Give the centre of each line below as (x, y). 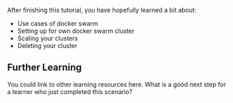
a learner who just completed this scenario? (70, 92)
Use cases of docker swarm (58, 23)
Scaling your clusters (48, 38)
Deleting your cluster (47, 46)
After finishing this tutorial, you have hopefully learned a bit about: (102, 10)
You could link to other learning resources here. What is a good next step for (116, 84)
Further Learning (45, 68)
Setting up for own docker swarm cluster (76, 31)
